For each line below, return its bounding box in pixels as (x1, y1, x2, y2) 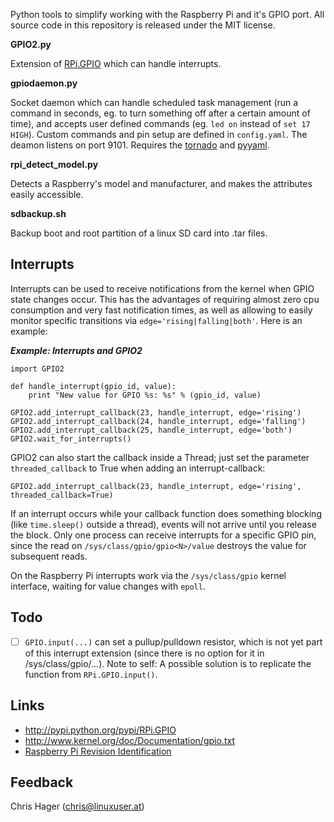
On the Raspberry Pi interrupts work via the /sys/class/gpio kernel (10, 569, 287, 581)
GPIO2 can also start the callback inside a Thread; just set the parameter (10, 451, 310, 463)
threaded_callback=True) (10, 490, 114, 500)
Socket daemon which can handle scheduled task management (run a (10, 97, 299, 108)
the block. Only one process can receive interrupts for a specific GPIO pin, (10, 529, 317, 541)
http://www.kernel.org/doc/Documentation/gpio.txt (24, 734, 235, 746)
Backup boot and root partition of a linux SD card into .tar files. (10, 227, 268, 239)
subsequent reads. (10, 550, 88, 562)
